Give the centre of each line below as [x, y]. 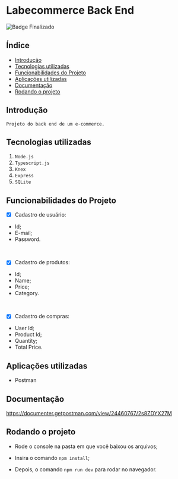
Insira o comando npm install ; [52, 458]
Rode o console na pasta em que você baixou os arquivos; [86, 446]
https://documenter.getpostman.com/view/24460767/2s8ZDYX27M [89, 413]
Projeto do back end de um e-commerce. [55, 124]
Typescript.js [32, 163]
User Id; [24, 328]
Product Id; [28, 334]
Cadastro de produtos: [42, 262]
